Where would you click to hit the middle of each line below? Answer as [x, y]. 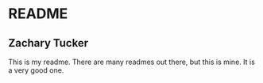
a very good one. [36, 70]
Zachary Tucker [48, 43]
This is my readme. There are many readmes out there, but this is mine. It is [132, 62]
